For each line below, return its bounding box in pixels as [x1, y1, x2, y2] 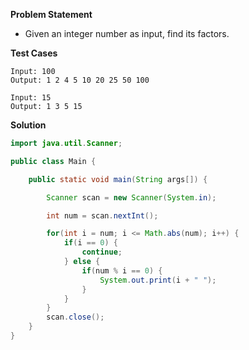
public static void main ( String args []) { [28, 174, 208, 184]
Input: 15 [10, 93, 52, 103]
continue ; [81, 247, 123, 258]
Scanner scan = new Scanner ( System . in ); [46, 192, 217, 203]
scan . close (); [46, 312, 105, 323]
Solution [10, 119, 47, 131]
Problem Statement [10, 9, 93, 20]
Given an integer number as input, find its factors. [24, 28, 230, 39]
